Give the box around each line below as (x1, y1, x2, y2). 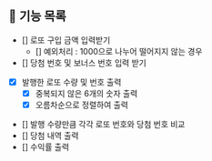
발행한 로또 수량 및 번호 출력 (21, 76, 122, 87)
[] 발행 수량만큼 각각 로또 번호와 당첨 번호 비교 (21, 119, 186, 129)
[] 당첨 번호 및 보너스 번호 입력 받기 (21, 57, 146, 68)
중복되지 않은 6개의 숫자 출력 (35, 87, 138, 98)
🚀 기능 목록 (8, 8, 67, 25)
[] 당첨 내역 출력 (21, 130, 79, 141)
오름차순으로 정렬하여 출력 (35, 99, 129, 110)
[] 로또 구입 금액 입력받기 (21, 35, 111, 45)
